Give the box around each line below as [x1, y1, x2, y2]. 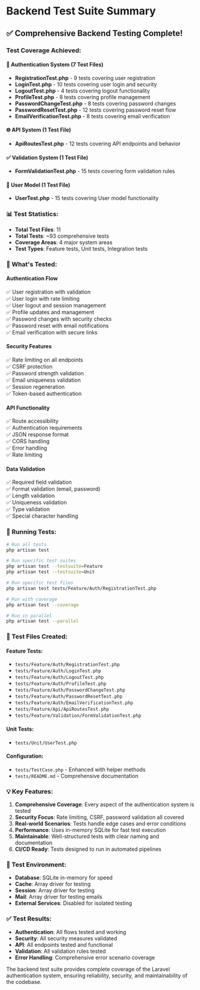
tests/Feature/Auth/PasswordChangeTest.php [14, 687, 126, 693]
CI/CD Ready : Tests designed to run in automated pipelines [14, 845, 162, 853]
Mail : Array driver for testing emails [14, 893, 103, 901]
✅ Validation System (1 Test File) [6, 154, 89, 161]
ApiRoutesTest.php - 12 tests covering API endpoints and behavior [14, 140, 181, 147]
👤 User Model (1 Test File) [6, 181, 71, 189]
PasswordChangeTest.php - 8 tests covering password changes [14, 100, 176, 107]
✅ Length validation [6, 492, 55, 500]
